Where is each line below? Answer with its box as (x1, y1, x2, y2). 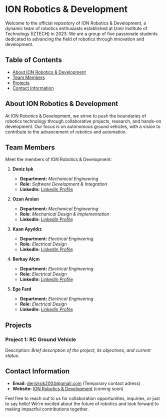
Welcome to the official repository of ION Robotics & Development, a (5, 20, 146, 26)
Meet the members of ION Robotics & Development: (5, 156, 112, 162)
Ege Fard (12, 286, 31, 292)
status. (5, 352, 19, 358)
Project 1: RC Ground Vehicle (5, 336, 76, 343)
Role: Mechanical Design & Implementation (19, 211, 109, 217)
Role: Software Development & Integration (19, 181, 107, 187)
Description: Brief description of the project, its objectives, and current (5, 347, 151, 353)
